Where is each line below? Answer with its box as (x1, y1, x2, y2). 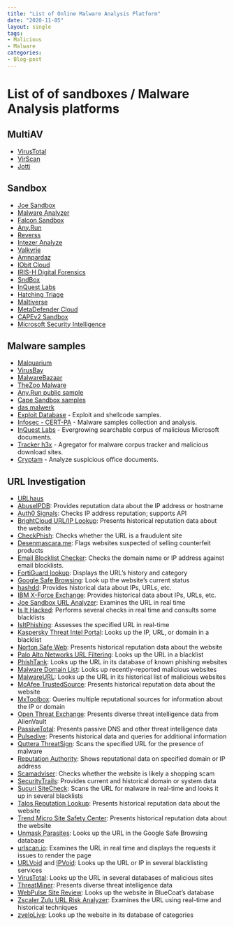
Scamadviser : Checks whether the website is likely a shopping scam (17, 769, 215, 778)
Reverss (17, 230, 41, 239)
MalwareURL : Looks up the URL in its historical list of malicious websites (17, 673, 226, 681)
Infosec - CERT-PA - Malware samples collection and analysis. (17, 418, 198, 427)
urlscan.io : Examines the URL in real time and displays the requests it (17, 844, 217, 853)
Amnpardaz (17, 253, 51, 261)
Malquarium (17, 358, 52, 367)
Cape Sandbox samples (17, 396, 86, 405)
